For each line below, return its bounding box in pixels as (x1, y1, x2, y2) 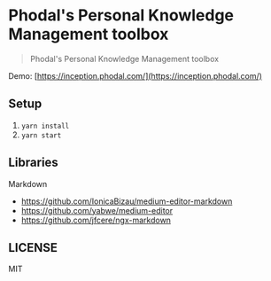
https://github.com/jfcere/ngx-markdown (20, 215, 172, 225)
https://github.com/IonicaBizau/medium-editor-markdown (20, 196, 233, 207)
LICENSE (8, 240, 58, 255)
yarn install (20, 121, 70, 130)
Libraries (8, 155, 58, 170)
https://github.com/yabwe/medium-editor (20, 205, 174, 215)
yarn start (20, 130, 62, 140)
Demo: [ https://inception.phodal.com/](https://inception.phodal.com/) (8, 70, 263, 81)
